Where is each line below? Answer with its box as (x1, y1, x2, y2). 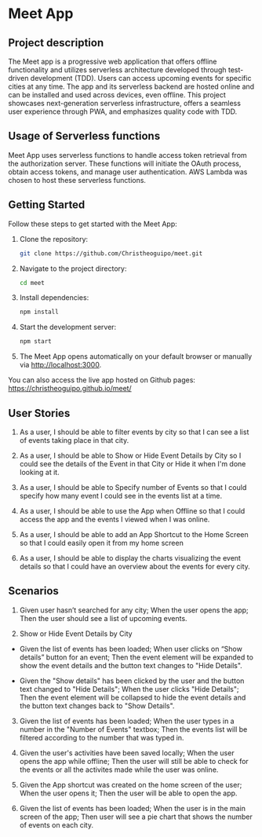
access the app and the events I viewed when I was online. (19, 514, 210, 524)
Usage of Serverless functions (8, 130, 161, 143)
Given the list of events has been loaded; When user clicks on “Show (19, 644, 243, 653)
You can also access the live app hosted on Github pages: (8, 375, 196, 385)
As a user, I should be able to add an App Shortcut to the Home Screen (19, 529, 249, 539)
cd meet (19, 279, 45, 287)
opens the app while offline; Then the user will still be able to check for (19, 756, 249, 766)
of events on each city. (19, 820, 94, 829)
